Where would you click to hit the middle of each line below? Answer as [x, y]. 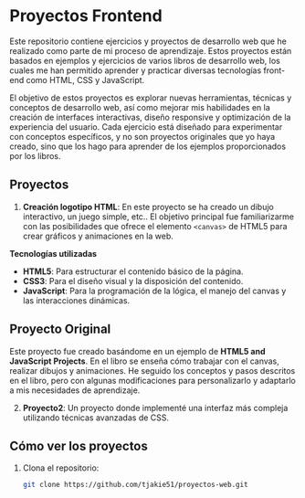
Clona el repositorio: [61, 468]
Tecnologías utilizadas [53, 253]
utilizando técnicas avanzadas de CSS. [96, 418]
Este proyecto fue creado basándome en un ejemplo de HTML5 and [137, 351]
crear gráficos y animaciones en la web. [98, 236]
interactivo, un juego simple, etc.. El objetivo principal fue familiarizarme [158, 217]
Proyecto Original [60, 329]
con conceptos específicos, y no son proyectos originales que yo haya [142, 136]
